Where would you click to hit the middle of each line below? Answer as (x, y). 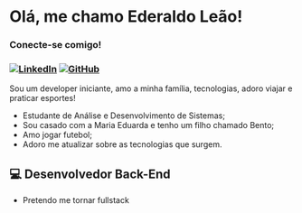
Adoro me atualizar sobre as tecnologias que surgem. (122, 144)
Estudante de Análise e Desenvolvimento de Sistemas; (124, 116)
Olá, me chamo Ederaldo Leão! (126, 17)
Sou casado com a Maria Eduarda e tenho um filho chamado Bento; (148, 125)
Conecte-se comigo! (56, 45)
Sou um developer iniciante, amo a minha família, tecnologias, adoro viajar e (151, 88)
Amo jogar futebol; (57, 135)
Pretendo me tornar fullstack (75, 200)
